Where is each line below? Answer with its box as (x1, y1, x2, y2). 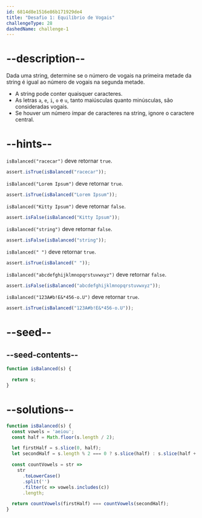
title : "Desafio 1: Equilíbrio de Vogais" (6, 15, 115, 21)
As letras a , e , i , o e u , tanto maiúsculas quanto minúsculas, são (15, 96, 174, 104)
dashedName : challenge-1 (6, 25, 69, 32)
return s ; (11, 377, 36, 383)
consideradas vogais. (15, 103, 69, 110)
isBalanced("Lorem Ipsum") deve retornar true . (6, 180, 123, 187)
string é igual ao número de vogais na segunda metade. (6, 78, 145, 86)
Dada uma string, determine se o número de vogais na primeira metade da (6, 72, 192, 79)
